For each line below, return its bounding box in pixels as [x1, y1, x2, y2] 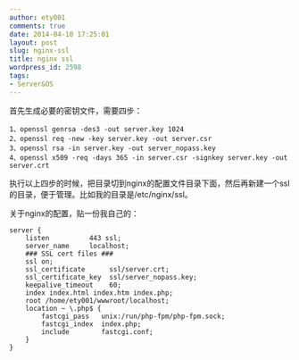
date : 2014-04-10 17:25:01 [9, 29, 110, 38]
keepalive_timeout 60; [25, 280, 122, 289]
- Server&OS [9, 80, 54, 88]
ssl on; [25, 256, 54, 266]
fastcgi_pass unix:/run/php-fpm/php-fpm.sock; [41, 312, 226, 321]
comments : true [9, 21, 66, 30]
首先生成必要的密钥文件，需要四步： [9, 105, 143, 116]
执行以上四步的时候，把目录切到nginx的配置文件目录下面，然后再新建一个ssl [9, 178, 290, 188]
